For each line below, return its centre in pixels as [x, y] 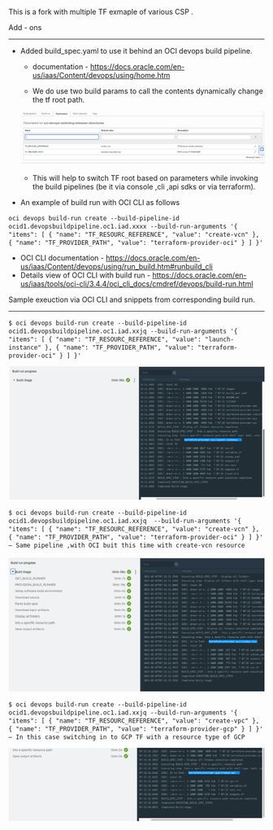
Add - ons [25, 27]
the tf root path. [58, 100]
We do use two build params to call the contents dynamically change [148, 91]
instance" [25, 347]
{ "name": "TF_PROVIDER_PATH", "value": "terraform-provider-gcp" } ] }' [136, 729]
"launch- [219, 339]
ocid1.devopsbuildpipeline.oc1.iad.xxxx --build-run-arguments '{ [123, 226]
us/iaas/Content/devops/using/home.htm [101, 75]
